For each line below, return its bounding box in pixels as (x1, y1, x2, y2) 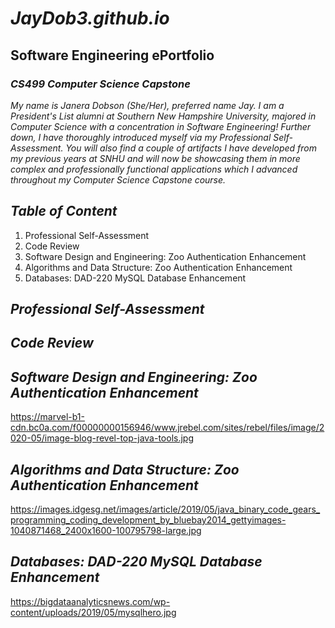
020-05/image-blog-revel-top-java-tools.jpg (10, 432, 195, 444)
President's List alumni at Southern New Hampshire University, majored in (10, 110, 317, 122)
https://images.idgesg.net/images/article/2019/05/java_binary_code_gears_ (10, 503, 321, 516)
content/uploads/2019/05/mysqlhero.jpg (10, 606, 177, 618)
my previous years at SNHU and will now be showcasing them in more (10, 152, 301, 164)
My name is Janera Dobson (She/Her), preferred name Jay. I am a (10, 99, 285, 111)
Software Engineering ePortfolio (10, 47, 215, 64)
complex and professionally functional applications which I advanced (10, 163, 298, 175)
